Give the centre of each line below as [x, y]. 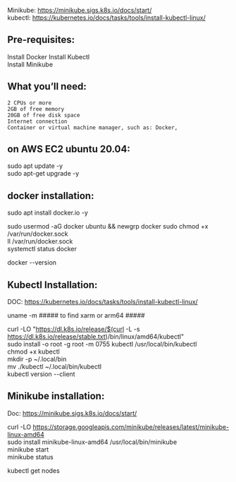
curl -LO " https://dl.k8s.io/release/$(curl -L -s [74, 329]
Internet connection [38, 121]
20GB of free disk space [44, 115]
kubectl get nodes [33, 470]
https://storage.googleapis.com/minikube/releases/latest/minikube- [131, 427]
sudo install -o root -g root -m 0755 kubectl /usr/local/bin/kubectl [102, 344]
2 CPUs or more [30, 103]
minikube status [31, 457]
